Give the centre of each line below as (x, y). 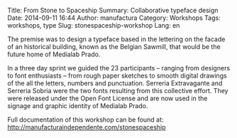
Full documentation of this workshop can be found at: (86, 120)
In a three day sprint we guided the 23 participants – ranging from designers (119, 68)
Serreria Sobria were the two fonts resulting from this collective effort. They (118, 91)
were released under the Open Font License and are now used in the (108, 98)
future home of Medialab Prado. (54, 54)
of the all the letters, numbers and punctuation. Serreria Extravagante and (115, 83)
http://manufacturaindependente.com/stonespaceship (87, 127)
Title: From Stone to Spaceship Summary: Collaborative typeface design (113, 10)
